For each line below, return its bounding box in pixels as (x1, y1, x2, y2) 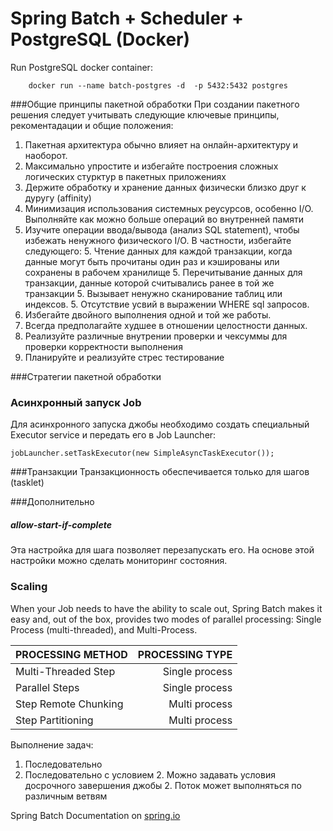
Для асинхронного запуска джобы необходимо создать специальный (10, 418, 310, 431)
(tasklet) (10, 477, 45, 489)
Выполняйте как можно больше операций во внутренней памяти (24, 213, 304, 225)
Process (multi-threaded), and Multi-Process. (10, 623, 198, 636)
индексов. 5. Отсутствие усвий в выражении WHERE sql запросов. (24, 298, 310, 310)
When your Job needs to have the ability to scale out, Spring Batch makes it (10, 602, 323, 614)
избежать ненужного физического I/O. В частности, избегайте (24, 234, 292, 246)
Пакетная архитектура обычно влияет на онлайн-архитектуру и (24, 138, 299, 151)
